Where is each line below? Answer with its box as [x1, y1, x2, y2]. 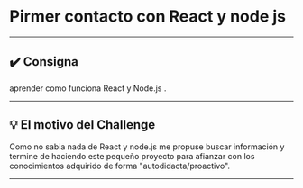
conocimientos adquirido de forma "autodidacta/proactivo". [9, 160, 231, 171]
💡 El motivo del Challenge [9, 117, 156, 132]
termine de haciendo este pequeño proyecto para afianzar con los [9, 150, 255, 161]
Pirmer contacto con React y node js [9, 6, 287, 27]
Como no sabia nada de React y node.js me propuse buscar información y [9, 141, 285, 152]
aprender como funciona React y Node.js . [9, 83, 167, 94]
